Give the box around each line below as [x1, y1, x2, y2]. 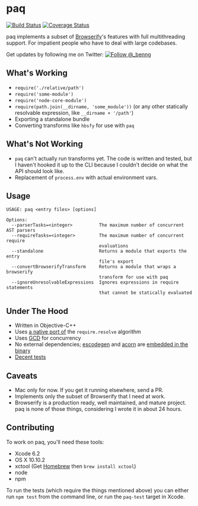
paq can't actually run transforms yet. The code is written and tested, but [14, 155, 193, 162]
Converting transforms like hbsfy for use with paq [14, 121, 135, 129]
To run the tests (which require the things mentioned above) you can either [6, 486, 189, 494]
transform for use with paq [98, 274, 168, 281]
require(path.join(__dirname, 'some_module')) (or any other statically [14, 103, 189, 110]
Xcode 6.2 [14, 450, 40, 457]
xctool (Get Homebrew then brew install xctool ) [14, 463, 136, 470]
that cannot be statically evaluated [98, 290, 193, 296]
